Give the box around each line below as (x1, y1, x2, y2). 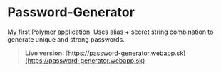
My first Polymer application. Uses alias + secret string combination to (7, 28, 214, 36)
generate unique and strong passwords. (7, 35, 125, 43)
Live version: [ (24, 49, 69, 57)
